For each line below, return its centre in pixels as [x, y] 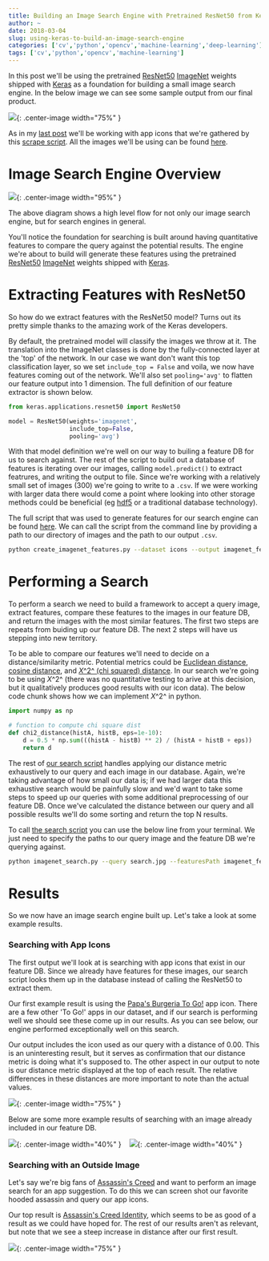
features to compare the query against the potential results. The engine [126, 245]
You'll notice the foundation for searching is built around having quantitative [133, 236]
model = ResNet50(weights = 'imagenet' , [73, 421]
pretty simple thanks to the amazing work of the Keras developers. [118, 325]
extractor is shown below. [51, 392]
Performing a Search [78, 582]
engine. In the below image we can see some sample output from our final [130, 93]
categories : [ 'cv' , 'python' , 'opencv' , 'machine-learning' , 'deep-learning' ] [136, 46]
